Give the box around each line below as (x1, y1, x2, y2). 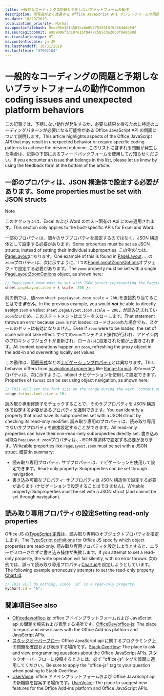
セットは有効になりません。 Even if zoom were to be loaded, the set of (18, 325, 156, 331)
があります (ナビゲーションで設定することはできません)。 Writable (12, 483, 144, 489)
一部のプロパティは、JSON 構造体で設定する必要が (5, 178, 159, 187)
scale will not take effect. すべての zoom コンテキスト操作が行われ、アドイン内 (5, 332, 159, 337)
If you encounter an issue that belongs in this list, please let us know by (14, 157, 157, 163)
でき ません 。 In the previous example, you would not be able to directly (13, 301, 156, 307)
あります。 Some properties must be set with (5, 187, 142, 195)
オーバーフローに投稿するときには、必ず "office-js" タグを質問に (20, 656, 151, 662)
